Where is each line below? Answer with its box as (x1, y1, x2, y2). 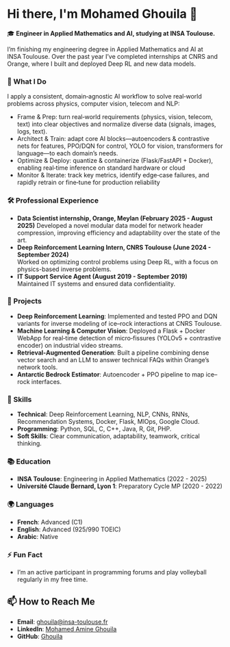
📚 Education (7, 457, 51, 466)
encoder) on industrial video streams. (16, 341, 123, 349)
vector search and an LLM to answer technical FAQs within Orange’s (16, 355, 210, 364)
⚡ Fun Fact (7, 550, 43, 559)
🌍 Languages (7, 500, 54, 509)
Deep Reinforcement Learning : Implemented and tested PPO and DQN (16, 312, 218, 320)
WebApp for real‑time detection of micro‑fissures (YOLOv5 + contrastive (16, 333, 221, 342)
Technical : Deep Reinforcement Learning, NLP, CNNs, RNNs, (16, 410, 190, 418)
